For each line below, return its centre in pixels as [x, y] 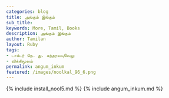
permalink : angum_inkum [35, 66]
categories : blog [27, 12]
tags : [13, 50]
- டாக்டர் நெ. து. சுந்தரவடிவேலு [40, 55]
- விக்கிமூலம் [20, 61]
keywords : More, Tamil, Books [43, 28]
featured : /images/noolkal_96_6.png [51, 72]
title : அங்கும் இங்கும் [31, 17]
